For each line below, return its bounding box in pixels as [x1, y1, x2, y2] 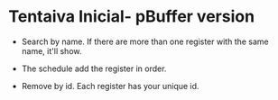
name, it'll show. [21, 45, 82, 56]
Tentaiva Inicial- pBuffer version [8, 6, 255, 27]
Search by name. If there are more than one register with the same [21, 36, 270, 47]
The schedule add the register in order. [21, 63, 167, 74]
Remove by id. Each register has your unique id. [21, 80, 199, 91]
